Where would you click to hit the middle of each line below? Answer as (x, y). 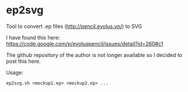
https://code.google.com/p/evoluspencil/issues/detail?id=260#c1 (85, 44)
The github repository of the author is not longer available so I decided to (94, 55)
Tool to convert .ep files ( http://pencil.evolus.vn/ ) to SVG (74, 26)
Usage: (15, 72)
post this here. (23, 61)
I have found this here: (33, 37)
